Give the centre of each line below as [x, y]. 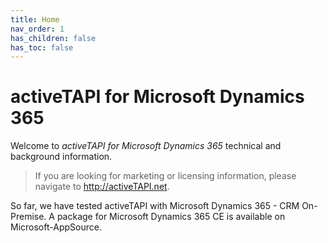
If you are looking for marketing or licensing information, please [165, 176]
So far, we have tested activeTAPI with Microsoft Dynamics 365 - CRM [155, 206]
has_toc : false [42, 47]
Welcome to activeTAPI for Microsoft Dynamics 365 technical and [146, 146]
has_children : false [53, 38]
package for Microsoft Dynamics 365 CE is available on [171, 217]
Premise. [28, 217]
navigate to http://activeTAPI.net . [102, 187]
